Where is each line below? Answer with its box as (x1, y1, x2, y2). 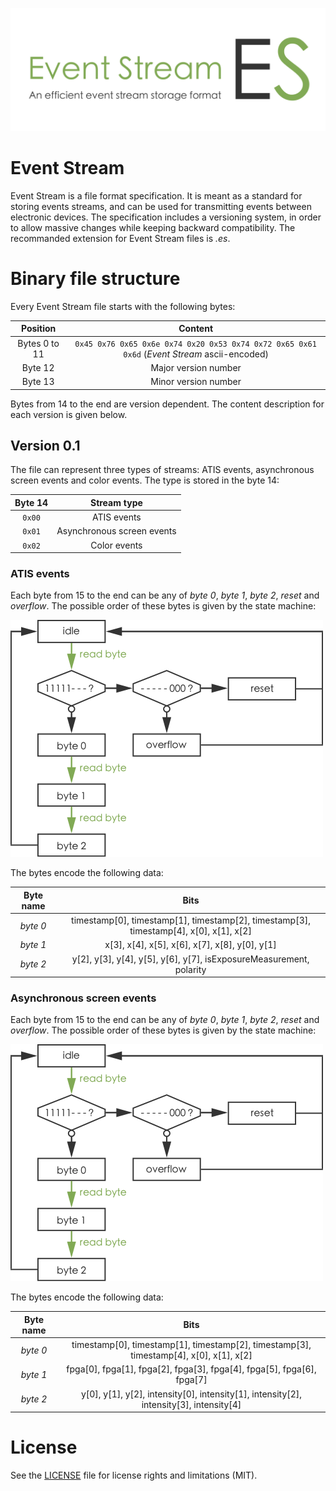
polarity (174, 963, 207, 975)
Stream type (89, 496, 143, 508)
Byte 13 (21, 376, 55, 387)
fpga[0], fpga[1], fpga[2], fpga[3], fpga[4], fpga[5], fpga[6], (66, 1363, 317, 1375)
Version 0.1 (10, 437, 81, 454)
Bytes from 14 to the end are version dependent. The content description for (10, 398, 325, 410)
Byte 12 (21, 361, 55, 373)
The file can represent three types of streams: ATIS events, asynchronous (10, 464, 315, 476)
